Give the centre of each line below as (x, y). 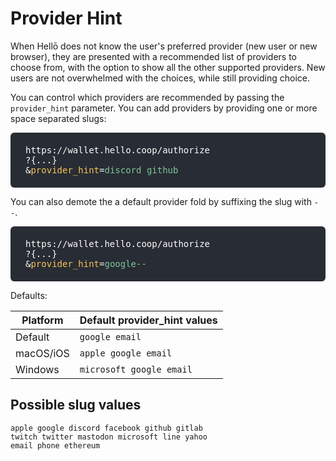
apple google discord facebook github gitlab (106, 428)
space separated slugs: (58, 118)
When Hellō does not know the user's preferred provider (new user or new (164, 46)
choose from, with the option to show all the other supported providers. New (168, 67)
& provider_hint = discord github (102, 170)
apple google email (126, 353)
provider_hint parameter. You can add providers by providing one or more (164, 108)
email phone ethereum (55, 445)
